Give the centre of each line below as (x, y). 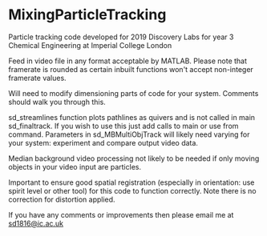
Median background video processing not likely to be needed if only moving (134, 158)
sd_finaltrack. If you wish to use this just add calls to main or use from (123, 126)
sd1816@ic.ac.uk (36, 223)
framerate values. (37, 78)
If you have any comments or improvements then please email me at (121, 214)
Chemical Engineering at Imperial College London (90, 45)
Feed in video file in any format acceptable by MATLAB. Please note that (127, 61)
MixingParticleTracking (87, 15)
